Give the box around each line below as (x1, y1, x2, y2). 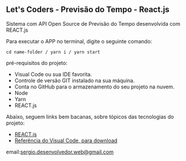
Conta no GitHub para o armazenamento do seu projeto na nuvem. (14, 83, 175, 90)
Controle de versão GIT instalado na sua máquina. (14, 77, 135, 84)
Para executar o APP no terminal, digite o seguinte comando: (6, 37, 153, 44)
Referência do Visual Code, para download (14, 137, 118, 144)
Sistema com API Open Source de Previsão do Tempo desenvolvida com (6, 20, 181, 27)
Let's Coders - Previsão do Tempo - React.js (6, 5, 170, 15)
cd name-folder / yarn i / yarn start (6, 49, 100, 55)
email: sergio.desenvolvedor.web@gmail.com (6, 148, 114, 155)
